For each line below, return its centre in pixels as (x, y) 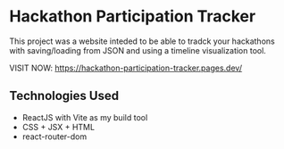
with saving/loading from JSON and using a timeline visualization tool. (138, 50)
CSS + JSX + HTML (58, 127)
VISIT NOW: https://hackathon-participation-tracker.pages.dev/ (126, 68)
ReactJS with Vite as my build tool (85, 117)
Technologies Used (64, 96)
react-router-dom (54, 137)
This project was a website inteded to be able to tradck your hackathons (142, 41)
